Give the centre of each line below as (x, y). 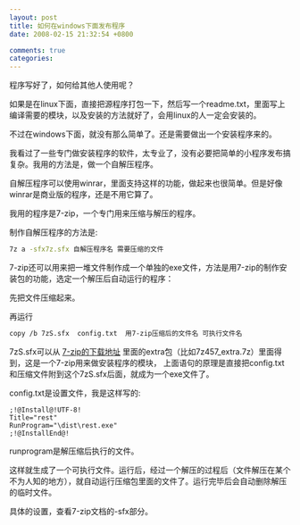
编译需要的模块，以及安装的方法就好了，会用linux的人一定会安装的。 (135, 115)
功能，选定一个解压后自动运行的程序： (103, 279)
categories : (31, 59)
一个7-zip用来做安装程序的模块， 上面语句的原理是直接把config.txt (162, 362)
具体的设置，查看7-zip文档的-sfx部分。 (81, 511)
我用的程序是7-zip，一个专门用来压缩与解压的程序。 (105, 213)
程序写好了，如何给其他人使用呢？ (72, 85)
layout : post (33, 17)
